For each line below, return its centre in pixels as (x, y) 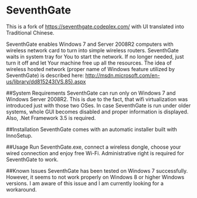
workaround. (21, 189)
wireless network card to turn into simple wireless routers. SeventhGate (92, 50)
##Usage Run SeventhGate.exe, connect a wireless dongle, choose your (94, 147)
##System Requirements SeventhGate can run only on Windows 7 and (91, 93)
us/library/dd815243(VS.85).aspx (46, 81)
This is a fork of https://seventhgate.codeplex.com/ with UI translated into (95, 26)
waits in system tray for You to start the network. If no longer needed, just (95, 56)
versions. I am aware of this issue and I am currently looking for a (85, 183)
